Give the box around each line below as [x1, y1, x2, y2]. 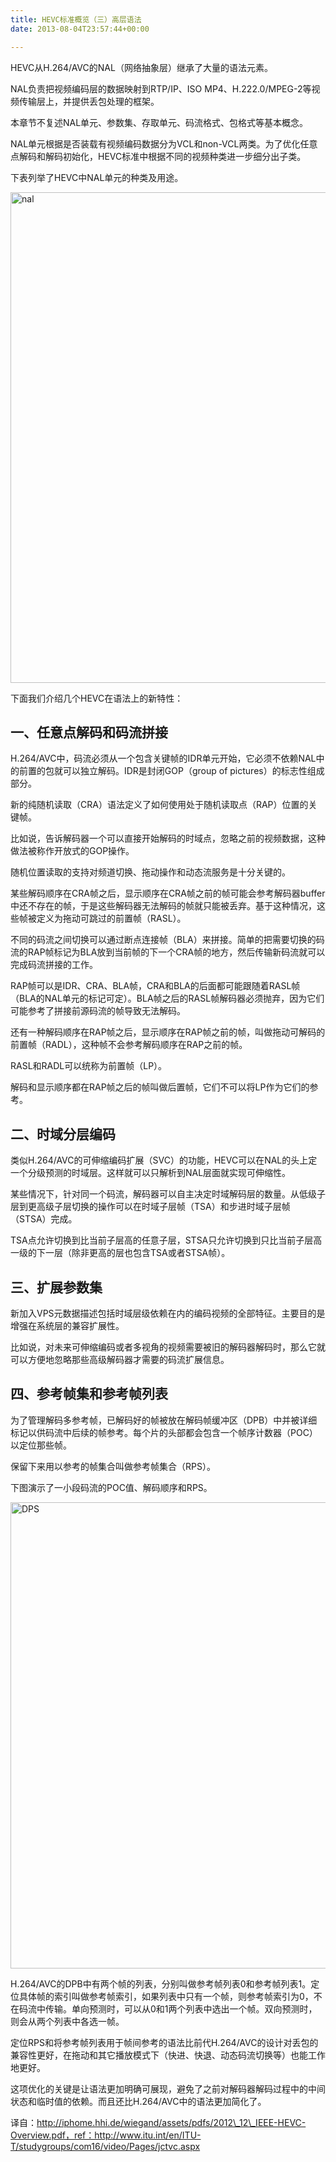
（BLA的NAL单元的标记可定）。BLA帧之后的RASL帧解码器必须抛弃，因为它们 [10, 992, 325, 1005]
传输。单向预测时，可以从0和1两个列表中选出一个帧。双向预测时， [44, 2002, 318, 2015]
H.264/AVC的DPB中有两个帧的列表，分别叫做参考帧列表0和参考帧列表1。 [10, 1977, 312, 1990]
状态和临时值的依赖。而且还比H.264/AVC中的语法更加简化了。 [10, 2095, 267, 2107]
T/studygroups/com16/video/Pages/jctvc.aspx [10, 2140, 201, 2152]
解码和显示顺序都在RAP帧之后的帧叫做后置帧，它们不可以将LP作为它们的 [10, 1081, 310, 1093]
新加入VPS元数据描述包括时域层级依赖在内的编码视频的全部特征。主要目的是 [10, 1307, 326, 1319]
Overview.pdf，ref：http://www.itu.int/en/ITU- [10, 2129, 202, 2141]
